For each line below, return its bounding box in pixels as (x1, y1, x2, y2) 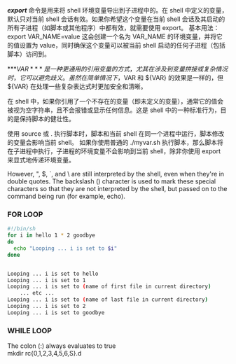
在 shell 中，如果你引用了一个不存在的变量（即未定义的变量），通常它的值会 (7, 97, 224, 105)
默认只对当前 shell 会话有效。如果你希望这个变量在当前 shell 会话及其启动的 (7, 15, 225, 23)
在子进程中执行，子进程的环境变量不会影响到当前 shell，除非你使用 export (7, 147, 221, 155)
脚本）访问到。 (7, 50, 50, 58)
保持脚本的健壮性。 (19, 115, 75, 122)
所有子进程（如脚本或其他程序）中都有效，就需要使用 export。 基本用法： (7, 24, 220, 31)
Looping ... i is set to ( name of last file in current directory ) (7, 296, 209, 303)
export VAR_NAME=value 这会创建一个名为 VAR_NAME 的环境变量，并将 (7, 32, 217, 41)
